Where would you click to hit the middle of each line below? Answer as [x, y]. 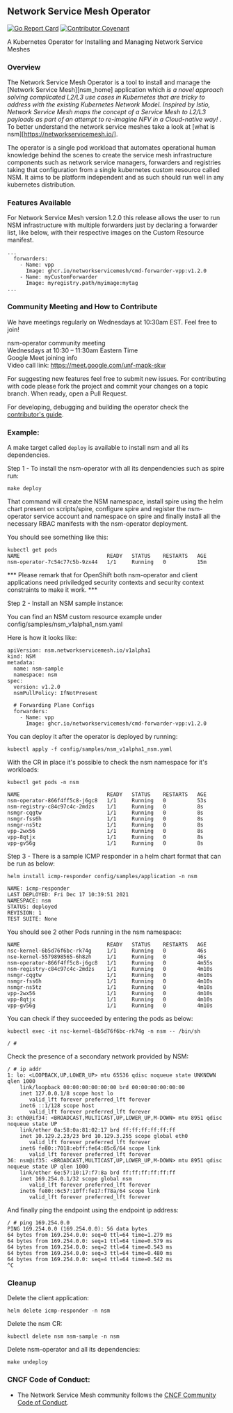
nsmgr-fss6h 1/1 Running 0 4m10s [110, 981]
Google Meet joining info [42, 357]
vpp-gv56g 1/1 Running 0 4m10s [110, 1006]
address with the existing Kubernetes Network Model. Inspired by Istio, [109, 104]
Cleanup [22, 1283]
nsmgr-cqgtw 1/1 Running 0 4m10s [110, 975]
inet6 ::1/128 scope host [57, 1106]
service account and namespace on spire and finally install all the [127, 516]
